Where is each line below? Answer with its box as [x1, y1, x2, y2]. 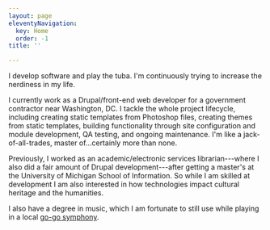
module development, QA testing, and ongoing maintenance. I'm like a [8, 130, 243, 140]
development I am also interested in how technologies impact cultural [8, 179, 240, 190]
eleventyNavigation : [8, 19, 78, 27]
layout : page [8, 11, 53, 20]
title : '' [8, 42, 42, 50]
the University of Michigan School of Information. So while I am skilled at [8, 171, 251, 181]
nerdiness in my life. [8, 80, 75, 90]
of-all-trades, [8, 138, 53, 148]
